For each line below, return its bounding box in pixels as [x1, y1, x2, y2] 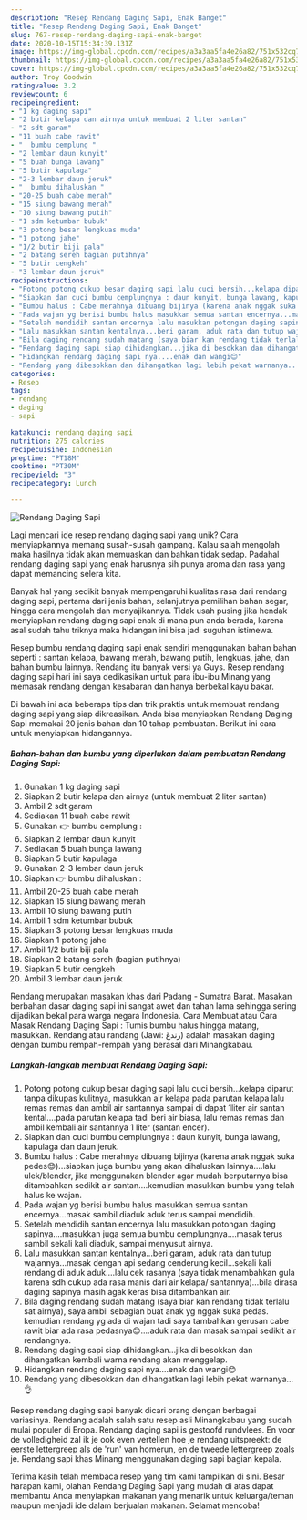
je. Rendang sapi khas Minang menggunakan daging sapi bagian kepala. [10, 1453, 281, 1464]
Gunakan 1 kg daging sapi [23, 781, 121, 792]
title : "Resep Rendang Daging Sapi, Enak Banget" [10, 22, 203, 31]
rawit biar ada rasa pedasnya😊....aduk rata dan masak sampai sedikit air [23, 1325, 297, 1336]
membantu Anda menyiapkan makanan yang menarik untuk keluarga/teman [10, 1490, 294, 1501]
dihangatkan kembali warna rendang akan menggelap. [23, 1354, 229, 1365]
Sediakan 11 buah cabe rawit [23, 810, 131, 821]
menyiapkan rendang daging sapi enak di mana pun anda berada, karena [10, 614, 284, 625]
